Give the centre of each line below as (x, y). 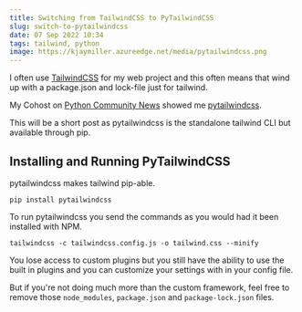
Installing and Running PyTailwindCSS (120, 161)
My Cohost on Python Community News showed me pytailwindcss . (136, 105)
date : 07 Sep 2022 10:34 (57, 35)
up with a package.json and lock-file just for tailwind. (109, 88)
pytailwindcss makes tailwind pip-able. (82, 182)
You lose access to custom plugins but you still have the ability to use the (147, 260)
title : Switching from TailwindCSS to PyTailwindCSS (112, 18)
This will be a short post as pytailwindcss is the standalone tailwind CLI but (150, 123)
